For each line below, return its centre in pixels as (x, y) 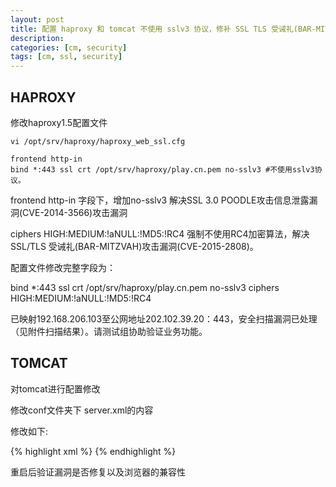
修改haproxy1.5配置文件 (59, 122)
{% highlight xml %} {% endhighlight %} (93, 451)
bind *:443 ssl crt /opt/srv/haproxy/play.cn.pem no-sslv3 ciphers (145, 287)
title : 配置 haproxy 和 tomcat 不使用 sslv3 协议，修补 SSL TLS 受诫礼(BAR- (163, 29)
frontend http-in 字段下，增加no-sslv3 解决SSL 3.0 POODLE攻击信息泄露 (160, 200)
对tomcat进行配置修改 (55, 388)
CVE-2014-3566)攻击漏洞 (75, 212)
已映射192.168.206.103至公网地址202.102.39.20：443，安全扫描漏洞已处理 (164, 318)
